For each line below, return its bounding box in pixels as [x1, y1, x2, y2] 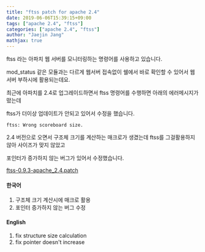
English [6, 218, 26, 226]
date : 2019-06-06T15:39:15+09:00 [6, 15, 92, 21]
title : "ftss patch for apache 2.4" [6, 9, 100, 15]
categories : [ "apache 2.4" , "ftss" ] [6, 26, 100, 33]
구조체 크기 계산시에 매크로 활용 [15, 196, 91, 203]
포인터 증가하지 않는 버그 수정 [15, 204, 86, 211]
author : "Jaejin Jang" [6, 32, 64, 38]
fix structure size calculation [15, 232, 87, 240]
